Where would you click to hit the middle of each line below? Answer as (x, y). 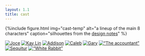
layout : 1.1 (17, 10)
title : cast (17, 14)
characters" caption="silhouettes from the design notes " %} (66, 33)
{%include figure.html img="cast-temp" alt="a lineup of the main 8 (72, 28)
